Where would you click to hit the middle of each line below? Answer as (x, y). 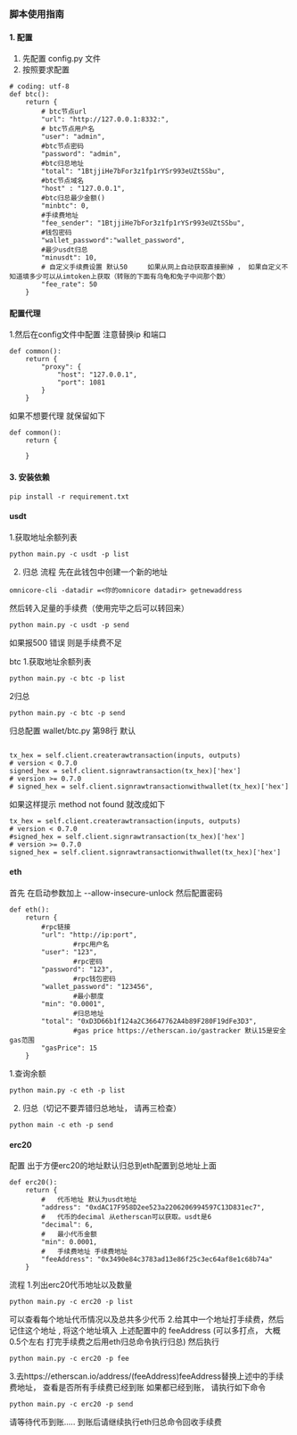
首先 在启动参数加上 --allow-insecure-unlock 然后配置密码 (116, 893)
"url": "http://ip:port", (90, 935)
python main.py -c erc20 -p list (71, 1302)
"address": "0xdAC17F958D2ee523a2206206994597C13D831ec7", (153, 1208)
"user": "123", (70, 952)
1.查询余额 (28, 1073)
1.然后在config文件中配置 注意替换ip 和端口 (88, 334)
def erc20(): (33, 1183)
